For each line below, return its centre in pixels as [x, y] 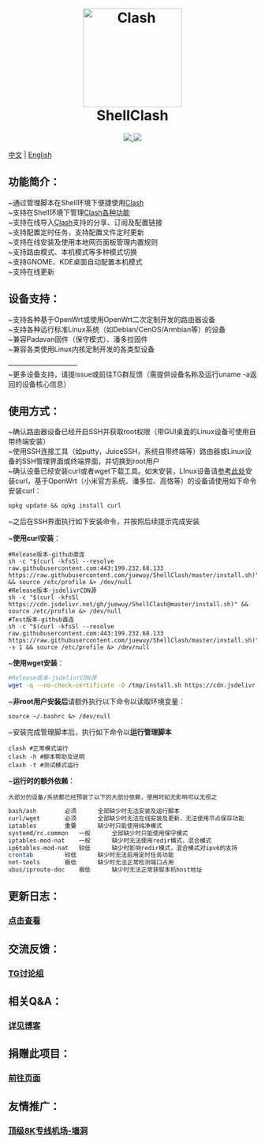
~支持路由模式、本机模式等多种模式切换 [73, 252]
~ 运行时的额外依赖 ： [42, 781]
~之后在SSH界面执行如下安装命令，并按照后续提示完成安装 [104, 522]
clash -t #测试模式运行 [43, 766]
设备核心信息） [46, 384]
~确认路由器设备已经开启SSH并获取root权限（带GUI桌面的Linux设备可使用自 [132, 432]
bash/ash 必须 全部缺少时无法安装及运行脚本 [94, 811]
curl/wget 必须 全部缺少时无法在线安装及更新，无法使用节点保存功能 [126, 819]
